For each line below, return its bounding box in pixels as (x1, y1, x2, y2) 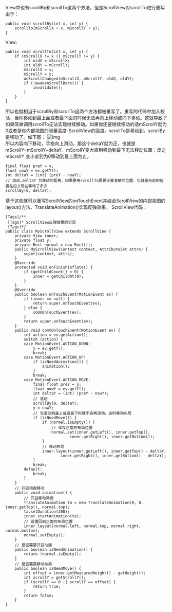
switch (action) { (24, 337, 63, 342)
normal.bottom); (5, 528, 40, 533)
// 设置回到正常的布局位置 (24, 519, 73, 524)
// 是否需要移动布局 (14, 562, 52, 567)
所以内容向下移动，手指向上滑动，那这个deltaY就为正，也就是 (5, 140, 136, 147)
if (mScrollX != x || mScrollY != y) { (14, 53, 100, 59)
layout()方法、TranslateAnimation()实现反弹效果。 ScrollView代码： (5, 204, 148, 210)
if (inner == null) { (24, 296, 70, 301)
